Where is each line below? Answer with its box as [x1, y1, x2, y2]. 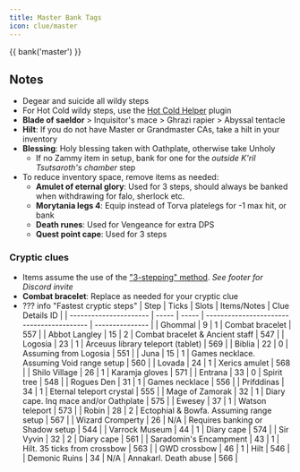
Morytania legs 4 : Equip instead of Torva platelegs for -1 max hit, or [35, 201, 287, 211]
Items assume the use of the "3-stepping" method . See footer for [21, 271, 264, 282]
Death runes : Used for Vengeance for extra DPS [35, 219, 215, 230]
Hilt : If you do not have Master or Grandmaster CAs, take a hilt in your [21, 124, 280, 135]
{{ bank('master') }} [9, 46, 82, 56]
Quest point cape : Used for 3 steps [35, 229, 167, 240]
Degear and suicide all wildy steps [21, 96, 150, 107]
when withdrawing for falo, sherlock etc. [35, 191, 185, 202]
